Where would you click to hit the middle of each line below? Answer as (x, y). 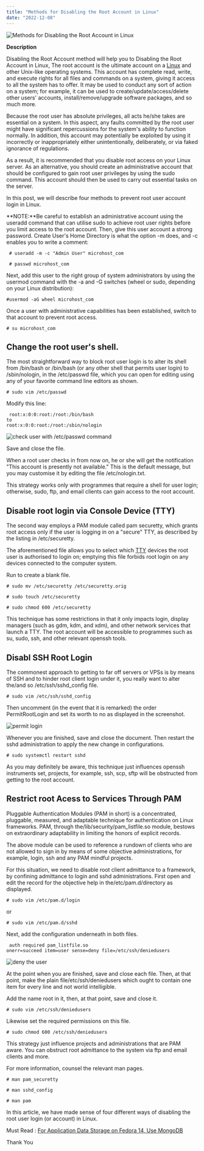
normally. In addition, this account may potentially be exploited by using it (98, 135)
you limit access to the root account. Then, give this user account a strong (100, 229)
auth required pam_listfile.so (48, 945)
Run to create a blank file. (38, 575)
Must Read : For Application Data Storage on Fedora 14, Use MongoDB (95, 1130)
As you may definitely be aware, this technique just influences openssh (96, 767)
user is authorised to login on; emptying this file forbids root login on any (97, 557)
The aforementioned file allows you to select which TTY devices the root (97, 550)
